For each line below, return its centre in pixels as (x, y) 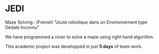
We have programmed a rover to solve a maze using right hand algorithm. (80, 37)
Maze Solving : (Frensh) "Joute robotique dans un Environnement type (76, 22)
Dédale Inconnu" (22, 27)
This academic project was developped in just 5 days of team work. (74, 46)
